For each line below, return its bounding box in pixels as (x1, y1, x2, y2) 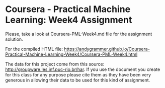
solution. (5, 36, 24, 42)
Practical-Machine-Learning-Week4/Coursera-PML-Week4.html (5, 51, 138, 57)
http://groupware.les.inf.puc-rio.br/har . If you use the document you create (5, 66, 160, 72)
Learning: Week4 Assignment (5, 14, 132, 26)
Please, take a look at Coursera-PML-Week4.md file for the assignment (5, 31, 152, 37)
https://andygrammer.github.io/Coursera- (64, 46, 150, 52)
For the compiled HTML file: (5, 46, 63, 52)
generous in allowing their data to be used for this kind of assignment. (5, 77, 150, 83)
